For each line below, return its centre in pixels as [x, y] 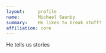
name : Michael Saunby [41, 17]
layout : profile [32, 11]
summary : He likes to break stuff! [54, 22]
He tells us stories [28, 45]
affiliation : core [29, 28]
